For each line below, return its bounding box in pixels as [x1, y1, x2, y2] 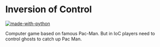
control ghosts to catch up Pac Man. [5, 36, 82, 42]
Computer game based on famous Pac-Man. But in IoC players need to [5, 30, 155, 36]
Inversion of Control [5, 4, 92, 15]
